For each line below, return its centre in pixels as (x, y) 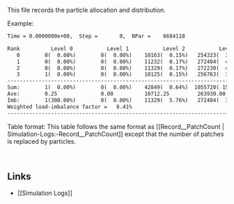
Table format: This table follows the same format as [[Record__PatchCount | (116, 126)
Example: (21, 23)
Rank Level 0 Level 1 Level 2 (96, 49)
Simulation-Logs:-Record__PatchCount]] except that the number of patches (116, 134)
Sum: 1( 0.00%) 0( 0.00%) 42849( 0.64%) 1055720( (113, 87)
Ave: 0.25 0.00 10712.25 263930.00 (117, 94)
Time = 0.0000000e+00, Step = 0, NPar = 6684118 (96, 36)
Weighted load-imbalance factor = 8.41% (70, 107)
